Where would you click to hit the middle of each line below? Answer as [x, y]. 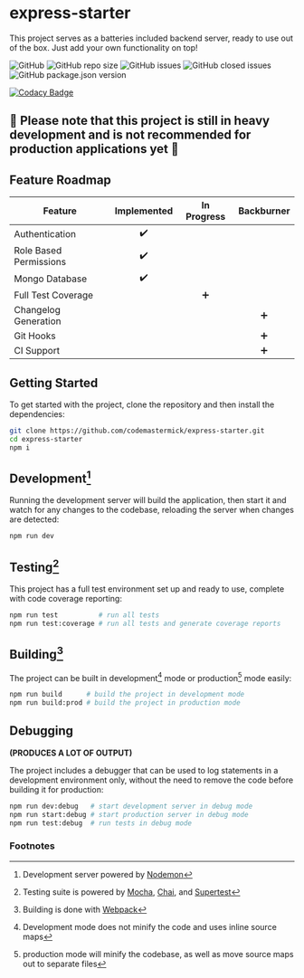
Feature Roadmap [60, 180]
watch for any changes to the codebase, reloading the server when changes [152, 510]
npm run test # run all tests [85, 615]
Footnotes [33, 846]
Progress [205, 217]
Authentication [45, 233]
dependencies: [37, 413]
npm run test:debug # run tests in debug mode [101, 823]
